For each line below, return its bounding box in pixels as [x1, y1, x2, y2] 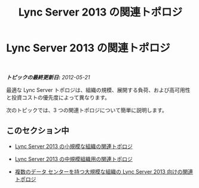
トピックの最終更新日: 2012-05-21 [6, 73, 91, 81]
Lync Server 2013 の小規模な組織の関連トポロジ [14, 143, 133, 150]
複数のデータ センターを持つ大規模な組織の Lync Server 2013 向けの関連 [14, 168, 193, 175]
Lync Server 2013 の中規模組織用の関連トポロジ [14, 155, 133, 162]
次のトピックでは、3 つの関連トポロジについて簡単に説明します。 [6, 106, 167, 113]
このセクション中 [6, 126, 69, 136]
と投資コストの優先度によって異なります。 [6, 94, 111, 101]
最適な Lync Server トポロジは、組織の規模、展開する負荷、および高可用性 [6, 86, 191, 93]
